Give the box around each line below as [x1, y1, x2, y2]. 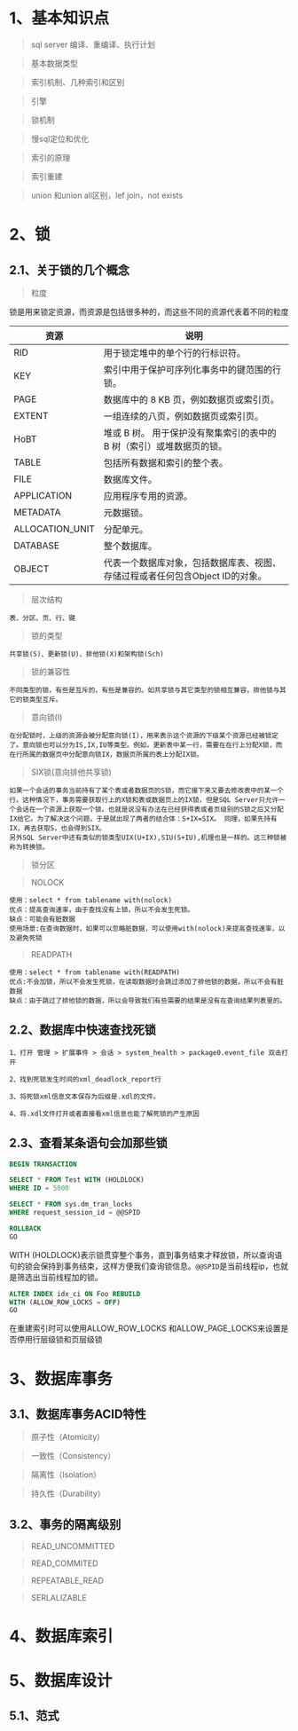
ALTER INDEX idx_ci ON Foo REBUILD [9, 1289, 141, 1298]
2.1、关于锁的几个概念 [9, 263, 130, 278]
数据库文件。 [103, 473, 158, 485]
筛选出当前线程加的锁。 [16, 1271, 103, 1282]
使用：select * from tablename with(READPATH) [9, 968, 180, 977]
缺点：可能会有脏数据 [9, 915, 75, 924]
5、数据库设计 [9, 1670, 113, 1690]
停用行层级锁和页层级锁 [16, 1334, 103, 1345]
